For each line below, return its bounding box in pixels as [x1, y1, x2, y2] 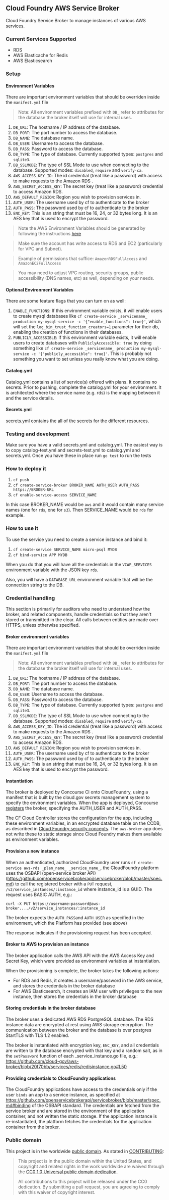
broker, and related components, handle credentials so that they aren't [6, 611, 152, 618]
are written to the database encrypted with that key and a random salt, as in [6, 1047, 163, 1054]
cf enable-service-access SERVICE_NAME [13, 492, 97, 498]
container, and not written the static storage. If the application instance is [6, 1113, 157, 1119]
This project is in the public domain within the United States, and [18, 1158, 152, 1164]
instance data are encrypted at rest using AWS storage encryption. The [6, 1022, 153, 1028]
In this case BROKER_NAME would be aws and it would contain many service [6, 502, 164, 508]
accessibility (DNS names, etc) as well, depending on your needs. [18, 275, 154, 281]
